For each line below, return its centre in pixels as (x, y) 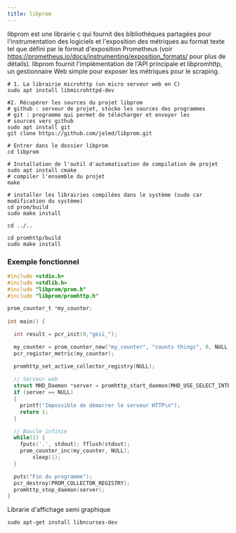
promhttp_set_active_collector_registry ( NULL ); (85, 366)
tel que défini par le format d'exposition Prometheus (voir (90, 49)
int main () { (26, 322)
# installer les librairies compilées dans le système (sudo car (105, 195)
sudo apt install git (39, 127)
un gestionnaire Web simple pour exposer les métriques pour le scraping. (113, 71)
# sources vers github (40, 121)
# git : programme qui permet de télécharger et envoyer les (99, 115)
